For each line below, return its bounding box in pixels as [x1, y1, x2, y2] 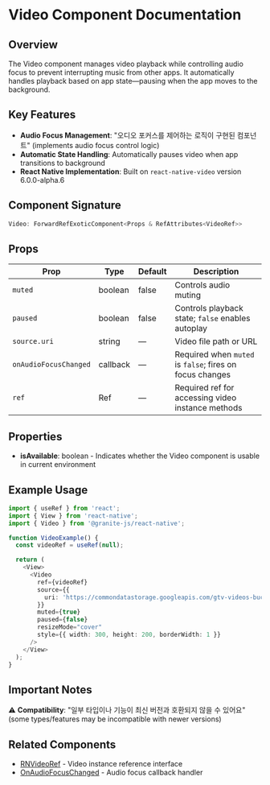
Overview [8, 38, 59, 52]
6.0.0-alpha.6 [19, 175, 65, 184]
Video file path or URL [174, 336, 258, 347]
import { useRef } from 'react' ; [8, 504, 121, 512]
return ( [15, 556, 45, 564]
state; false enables [174, 312, 251, 324]
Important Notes [8, 683, 92, 696]
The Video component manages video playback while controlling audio [8, 59, 243, 68]
